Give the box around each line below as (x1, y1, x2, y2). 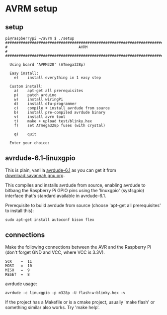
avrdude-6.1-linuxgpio (5, 154, 76, 162)
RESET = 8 (5, 272, 30, 277)
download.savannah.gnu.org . (5, 172, 65, 178)
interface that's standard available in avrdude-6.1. (5, 193, 106, 199)
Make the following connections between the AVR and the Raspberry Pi (5, 244, 152, 250)
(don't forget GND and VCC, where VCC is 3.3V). (5, 249, 105, 255)
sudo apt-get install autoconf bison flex (5, 217, 94, 222)
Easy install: (9, 71, 39, 76)
